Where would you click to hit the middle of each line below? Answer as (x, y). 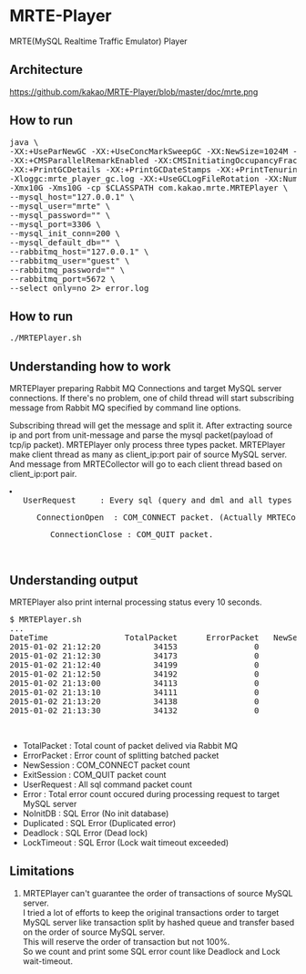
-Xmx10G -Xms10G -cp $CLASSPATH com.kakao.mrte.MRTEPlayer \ (149, 187)
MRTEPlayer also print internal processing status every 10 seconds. (136, 602)
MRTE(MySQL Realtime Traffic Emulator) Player (99, 41)
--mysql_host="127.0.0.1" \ (72, 197)
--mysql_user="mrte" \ (60, 206)
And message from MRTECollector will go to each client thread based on (146, 464)
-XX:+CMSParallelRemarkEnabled (79, 160)
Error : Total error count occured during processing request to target (151, 794)
